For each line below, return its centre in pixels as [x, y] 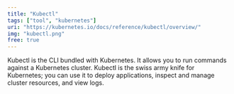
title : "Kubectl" [33, 14]
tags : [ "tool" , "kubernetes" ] [52, 20]
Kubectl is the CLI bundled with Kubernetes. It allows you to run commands [117, 60]
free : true [23, 40]
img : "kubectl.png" [36, 34]
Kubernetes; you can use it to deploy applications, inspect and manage [111, 76]
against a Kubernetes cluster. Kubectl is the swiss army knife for [101, 68]
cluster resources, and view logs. [56, 83]
